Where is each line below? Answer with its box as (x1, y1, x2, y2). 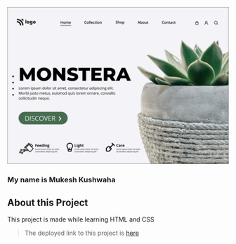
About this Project (7, 196, 88, 208)
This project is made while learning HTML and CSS (7, 215, 155, 224)
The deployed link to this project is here (24, 229, 139, 238)
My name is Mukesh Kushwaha (7, 175, 116, 185)
